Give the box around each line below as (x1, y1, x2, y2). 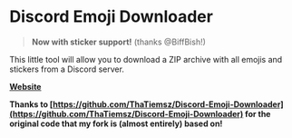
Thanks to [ (9, 98, 54, 110)
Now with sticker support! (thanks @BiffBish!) (31, 36, 207, 47)
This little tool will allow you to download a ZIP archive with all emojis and (9, 54, 283, 64)
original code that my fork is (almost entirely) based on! (9, 118, 223, 129)
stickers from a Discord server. (9, 64, 125, 74)
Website (9, 81, 42, 92)
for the (244, 108, 271, 119)
